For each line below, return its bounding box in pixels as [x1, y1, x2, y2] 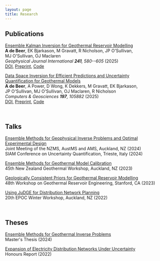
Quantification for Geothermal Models [5, 78, 81, 84]
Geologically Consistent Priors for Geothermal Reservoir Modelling [5, 175, 139, 181]
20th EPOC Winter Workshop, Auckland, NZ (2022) [5, 195, 108, 201]
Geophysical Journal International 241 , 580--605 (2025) [5, 58, 119, 64]
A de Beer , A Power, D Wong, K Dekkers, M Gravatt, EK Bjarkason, [5, 83, 138, 89]
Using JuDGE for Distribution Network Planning [5, 190, 100, 196]
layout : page [5, 7, 32, 12]
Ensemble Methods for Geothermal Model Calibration [5, 161, 112, 166]
